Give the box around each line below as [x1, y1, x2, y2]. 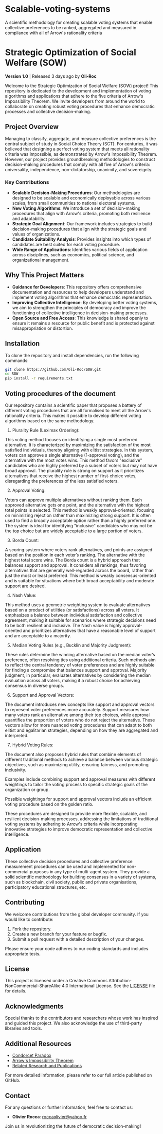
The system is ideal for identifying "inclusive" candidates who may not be [5, 523, 152, 529]
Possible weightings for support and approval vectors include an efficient [5, 796, 152, 802]
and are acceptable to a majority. [5, 633, 72, 639]
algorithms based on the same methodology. [5, 418, 95, 424]
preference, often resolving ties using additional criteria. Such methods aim [5, 657, 156, 663]
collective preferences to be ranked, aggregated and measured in [5, 24, 137, 30]
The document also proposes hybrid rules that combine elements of [5, 752, 142, 757]
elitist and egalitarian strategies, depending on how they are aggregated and [5, 727, 158, 733]
